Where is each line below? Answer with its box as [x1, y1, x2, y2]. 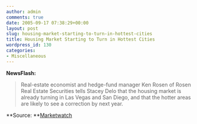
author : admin [6, 8, 42, 15]
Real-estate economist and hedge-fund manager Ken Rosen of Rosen [20, 81, 191, 88]
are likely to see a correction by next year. [20, 100, 123, 107]
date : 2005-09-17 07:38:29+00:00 [6, 20, 89, 26]
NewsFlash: [6, 69, 36, 76]
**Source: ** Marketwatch [6, 111, 72, 119]
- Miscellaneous [6, 53, 46, 59]
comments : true [6, 14, 44, 20]
